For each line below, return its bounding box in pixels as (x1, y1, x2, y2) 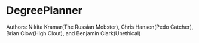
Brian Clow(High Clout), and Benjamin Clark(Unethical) (6, 29, 141, 36)
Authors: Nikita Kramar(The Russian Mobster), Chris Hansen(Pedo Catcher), (6, 23, 194, 30)
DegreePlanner (6, 4, 82, 17)
